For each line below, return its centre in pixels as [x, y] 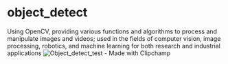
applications [24, 53]
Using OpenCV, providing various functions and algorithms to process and [112, 31]
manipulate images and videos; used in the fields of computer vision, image [114, 38]
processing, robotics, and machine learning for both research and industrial [114, 46]
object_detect [47, 13]
